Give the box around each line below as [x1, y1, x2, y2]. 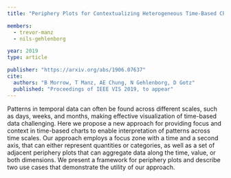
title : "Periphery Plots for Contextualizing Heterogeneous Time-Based [7, 10, 217, 17]
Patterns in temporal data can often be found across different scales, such [7, 104, 218, 113]
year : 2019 [7, 47, 38, 55]
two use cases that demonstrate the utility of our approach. [7, 163, 175, 171]
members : [7, 22, 32, 30]
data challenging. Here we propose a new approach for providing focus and [7, 119, 222, 127]
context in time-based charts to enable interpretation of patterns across [7, 126, 211, 135]
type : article [7, 54, 48, 61]
